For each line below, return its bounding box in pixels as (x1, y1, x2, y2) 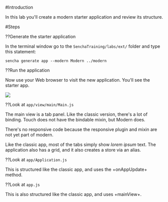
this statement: (5, 49, 36, 54)
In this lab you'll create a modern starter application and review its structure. (5, 14, 163, 20)
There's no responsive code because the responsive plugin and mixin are (5, 126, 157, 132)
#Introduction (5, 5, 34, 10)
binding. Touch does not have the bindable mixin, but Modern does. (5, 117, 146, 122)
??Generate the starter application (5, 34, 76, 39)
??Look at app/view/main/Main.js (5, 102, 74, 107)
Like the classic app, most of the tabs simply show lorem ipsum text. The (5, 142, 156, 148)
